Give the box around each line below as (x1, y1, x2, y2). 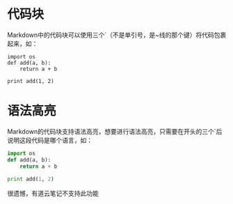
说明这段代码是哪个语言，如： (7, 136, 93, 144)
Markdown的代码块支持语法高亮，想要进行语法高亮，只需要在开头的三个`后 (7, 127, 223, 136)
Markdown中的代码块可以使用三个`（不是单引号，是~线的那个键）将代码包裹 (7, 31, 227, 39)
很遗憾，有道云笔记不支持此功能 (7, 189, 99, 198)
